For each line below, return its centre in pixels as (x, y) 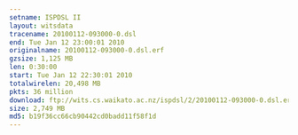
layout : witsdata (41, 26)
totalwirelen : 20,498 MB (55, 83)
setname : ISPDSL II (45, 17)
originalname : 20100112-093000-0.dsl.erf (87, 51)
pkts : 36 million (41, 91)
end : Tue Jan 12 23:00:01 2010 (67, 42)
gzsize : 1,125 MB (41, 59)
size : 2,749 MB (37, 108)
